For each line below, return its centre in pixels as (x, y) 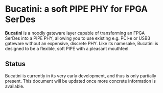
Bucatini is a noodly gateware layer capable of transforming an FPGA (75, 33)
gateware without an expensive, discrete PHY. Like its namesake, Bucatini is (81, 43)
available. (15, 86)
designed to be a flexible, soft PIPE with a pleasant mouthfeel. (67, 48)
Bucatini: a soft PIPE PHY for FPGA (76, 9)
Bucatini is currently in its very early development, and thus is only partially (81, 76)
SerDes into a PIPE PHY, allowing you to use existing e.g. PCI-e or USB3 (78, 38)
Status (15, 64)
